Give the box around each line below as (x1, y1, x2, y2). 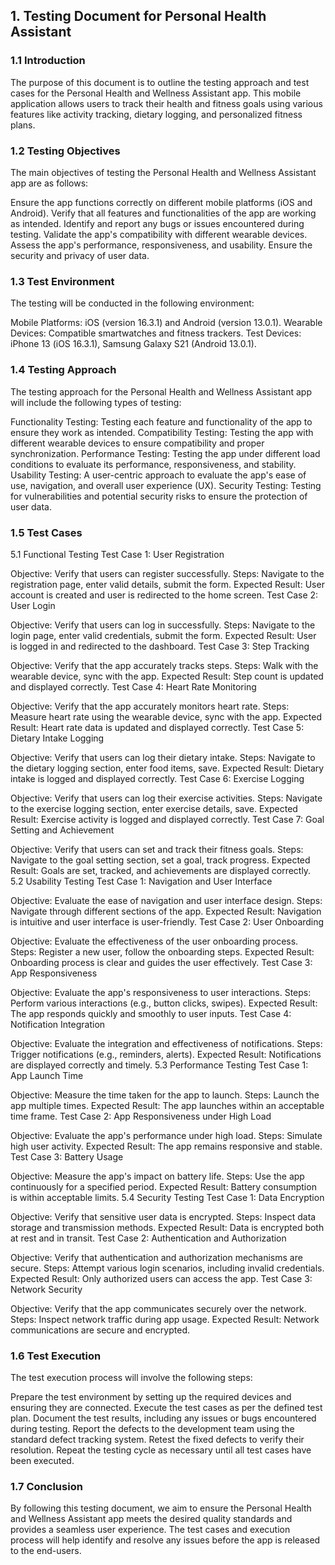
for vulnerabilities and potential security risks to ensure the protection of (10, 490, 308, 502)
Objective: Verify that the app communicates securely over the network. (10, 1302, 307, 1314)
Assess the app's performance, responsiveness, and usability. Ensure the (10, 239, 313, 251)
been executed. (10, 1455, 75, 1467)
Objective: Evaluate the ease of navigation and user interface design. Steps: (10, 894, 323, 906)
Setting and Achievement (10, 824, 115, 836)
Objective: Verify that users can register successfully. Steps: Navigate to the (10, 567, 325, 579)
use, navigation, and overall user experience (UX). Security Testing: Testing (10, 479, 322, 491)
